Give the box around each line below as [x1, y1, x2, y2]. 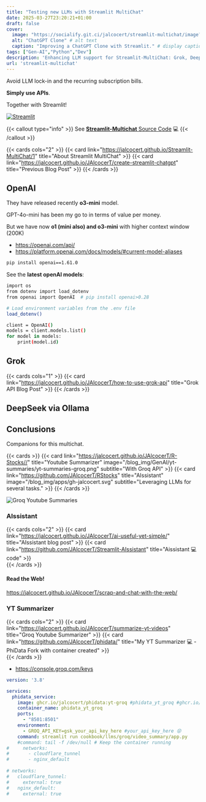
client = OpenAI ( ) [6, 322, 53, 328]
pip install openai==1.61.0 [6, 260, 78, 266]
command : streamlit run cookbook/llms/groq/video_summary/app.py [17, 733, 188, 739]
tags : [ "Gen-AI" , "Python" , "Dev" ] [6, 49, 92, 55]
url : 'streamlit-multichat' [6, 60, 78, 66]
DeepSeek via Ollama [6, 403, 90, 414]
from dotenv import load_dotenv [6, 289, 89, 295]
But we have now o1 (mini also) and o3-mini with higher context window [6, 223, 190, 231]
